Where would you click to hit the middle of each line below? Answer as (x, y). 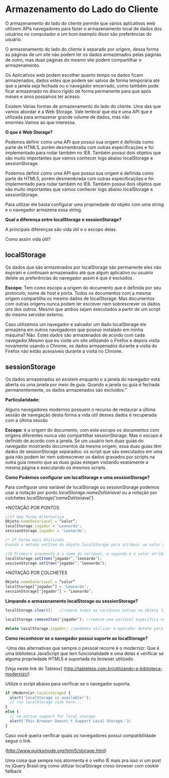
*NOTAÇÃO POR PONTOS (32, 507)
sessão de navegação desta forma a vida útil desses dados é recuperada (81, 414)
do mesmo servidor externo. (35, 315)
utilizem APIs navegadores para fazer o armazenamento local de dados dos (83, 28)
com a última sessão (26, 420)
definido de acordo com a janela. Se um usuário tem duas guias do (74, 441)
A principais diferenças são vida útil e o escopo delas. (61, 229)
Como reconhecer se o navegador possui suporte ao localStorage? (77, 638)
